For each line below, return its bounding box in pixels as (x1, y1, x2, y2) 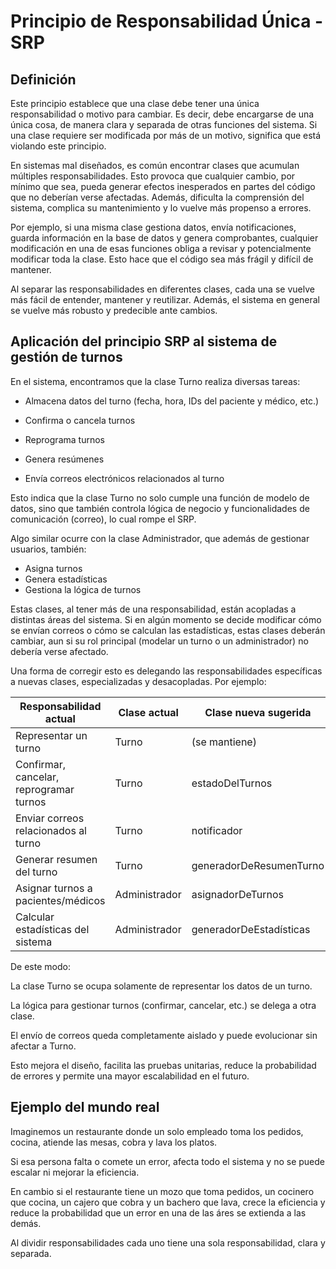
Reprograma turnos (24, 433, 105, 445)
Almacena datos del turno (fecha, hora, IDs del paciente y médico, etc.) (24, 395, 320, 407)
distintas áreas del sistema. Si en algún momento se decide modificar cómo (10, 613, 322, 625)
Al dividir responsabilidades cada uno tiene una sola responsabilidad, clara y (10, 1236, 326, 1249)
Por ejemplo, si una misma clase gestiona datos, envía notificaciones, (10, 221, 297, 233)
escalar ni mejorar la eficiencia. (10, 1166, 140, 1178)
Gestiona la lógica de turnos (24, 583, 142, 595)
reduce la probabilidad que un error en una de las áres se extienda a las (10, 1206, 307, 1219)
